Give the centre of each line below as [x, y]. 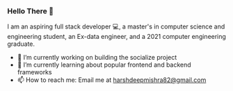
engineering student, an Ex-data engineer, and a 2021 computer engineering [116, 37]
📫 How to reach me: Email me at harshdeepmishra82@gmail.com [112, 80]
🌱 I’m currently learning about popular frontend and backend [104, 65]
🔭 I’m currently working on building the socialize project [97, 58]
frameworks [34, 72]
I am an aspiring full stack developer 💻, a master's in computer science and [116, 26]
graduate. [21, 44]
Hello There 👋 [31, 11]
